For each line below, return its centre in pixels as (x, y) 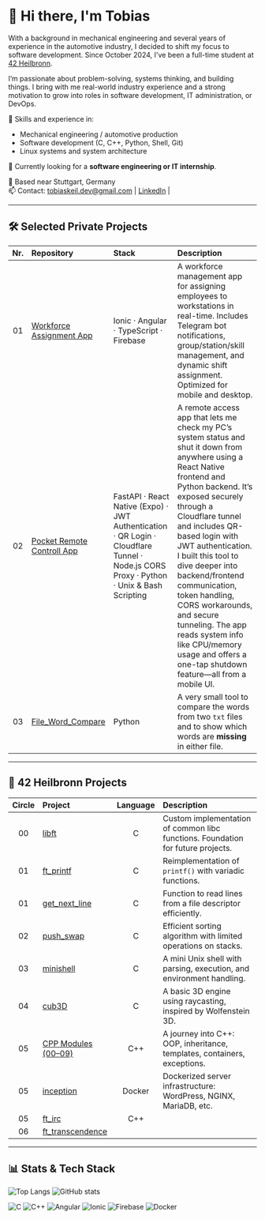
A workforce (200, 266)
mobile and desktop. (215, 394)
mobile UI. (196, 684)
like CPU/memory (209, 645)
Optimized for (203, 385)
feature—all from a (212, 674)
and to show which (212, 726)
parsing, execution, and (206, 969)
